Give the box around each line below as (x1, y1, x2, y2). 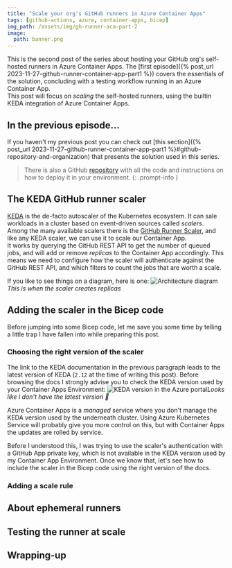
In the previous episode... (7, 119, 120, 131)
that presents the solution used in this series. (91, 152, 220, 160)
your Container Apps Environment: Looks (7, 385, 225, 393)
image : (7, 29, 26, 37)
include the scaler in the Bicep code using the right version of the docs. (7, 463, 211, 472)
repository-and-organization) (7, 152, 91, 160)
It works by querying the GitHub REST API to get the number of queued (7, 241, 211, 250)
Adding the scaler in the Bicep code (7, 304, 164, 316)
